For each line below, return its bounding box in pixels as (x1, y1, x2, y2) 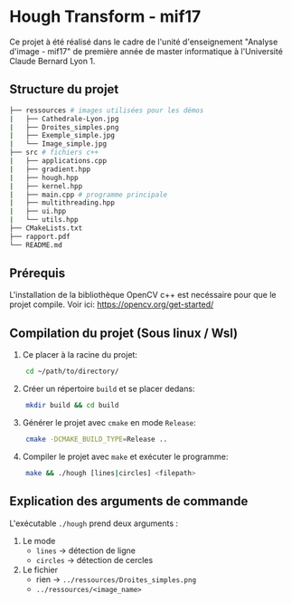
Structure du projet (9, 81, 119, 97)
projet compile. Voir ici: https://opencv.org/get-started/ (9, 299, 214, 310)
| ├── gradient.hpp (9, 165, 91, 174)
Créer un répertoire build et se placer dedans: (22, 383, 195, 395)
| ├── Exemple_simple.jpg (9, 131, 116, 140)
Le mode (22, 535, 56, 546)
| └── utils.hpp (9, 215, 79, 225)
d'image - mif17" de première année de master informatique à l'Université (9, 45, 283, 56)
